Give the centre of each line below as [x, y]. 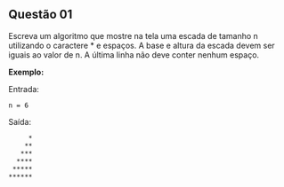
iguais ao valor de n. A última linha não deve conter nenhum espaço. [134, 55]
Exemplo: [26, 72]
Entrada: [24, 89]
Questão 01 [41, 15]
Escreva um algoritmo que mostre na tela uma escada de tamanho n [134, 35]
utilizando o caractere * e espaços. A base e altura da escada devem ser [142, 45]
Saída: [20, 121]
